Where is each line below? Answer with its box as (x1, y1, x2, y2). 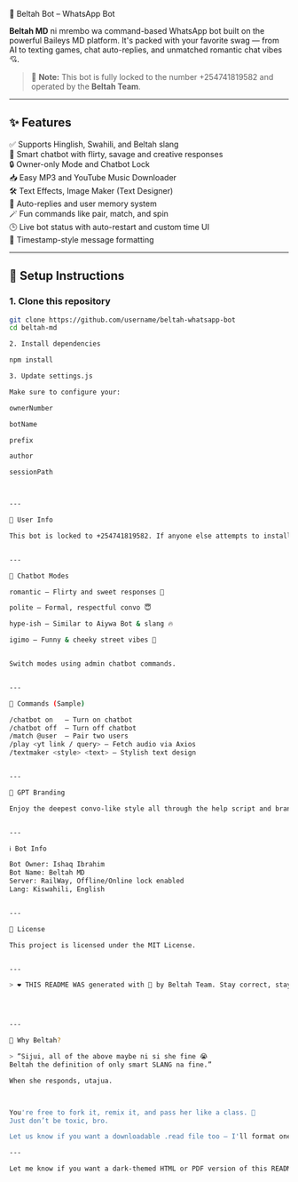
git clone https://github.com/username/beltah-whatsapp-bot (9, 315, 237, 324)
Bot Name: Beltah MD (9, 868, 86, 877)
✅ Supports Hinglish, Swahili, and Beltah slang (9, 139, 179, 149)
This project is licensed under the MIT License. (9, 940, 197, 950)
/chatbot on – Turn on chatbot (9, 715, 133, 724)
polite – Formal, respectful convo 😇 (9, 603, 152, 612)
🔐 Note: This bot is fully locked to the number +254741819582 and (30, 72, 274, 82)
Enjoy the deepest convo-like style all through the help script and (9, 804, 272, 813)
